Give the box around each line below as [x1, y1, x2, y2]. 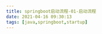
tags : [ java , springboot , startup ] [6, 19, 88, 25]
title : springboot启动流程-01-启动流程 [6, 8, 97, 14]
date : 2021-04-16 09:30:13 [6, 14, 72, 20]
